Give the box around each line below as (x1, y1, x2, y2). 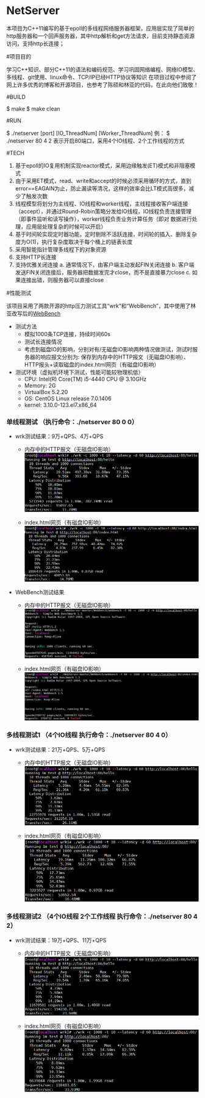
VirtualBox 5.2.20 (24, 388, 68, 395)
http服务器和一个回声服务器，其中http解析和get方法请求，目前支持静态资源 (6, 32, 195, 40)
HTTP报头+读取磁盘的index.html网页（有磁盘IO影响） (24, 361, 160, 368)
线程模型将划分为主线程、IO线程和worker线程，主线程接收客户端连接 (15, 199, 189, 207)
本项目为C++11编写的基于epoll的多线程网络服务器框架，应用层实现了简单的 (6, 24, 195, 32)
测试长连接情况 (24, 338, 62, 345)
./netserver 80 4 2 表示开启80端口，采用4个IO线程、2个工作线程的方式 (6, 137, 185, 144)
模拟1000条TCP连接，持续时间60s (24, 330, 111, 337)
